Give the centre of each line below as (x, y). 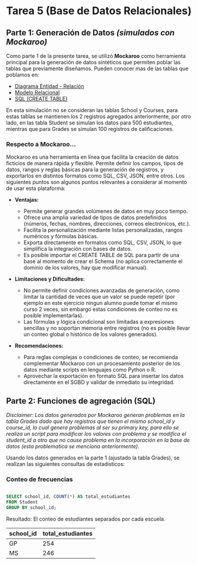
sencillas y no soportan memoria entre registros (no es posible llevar (107, 328)
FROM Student (22, 502)
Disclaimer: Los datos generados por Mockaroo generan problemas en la (96, 415)
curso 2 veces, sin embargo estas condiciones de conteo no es (101, 309)
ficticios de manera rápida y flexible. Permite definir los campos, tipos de (95, 163)
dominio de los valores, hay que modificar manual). (86, 268)
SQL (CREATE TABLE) (41, 99)
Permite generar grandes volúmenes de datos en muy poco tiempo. (106, 211)
